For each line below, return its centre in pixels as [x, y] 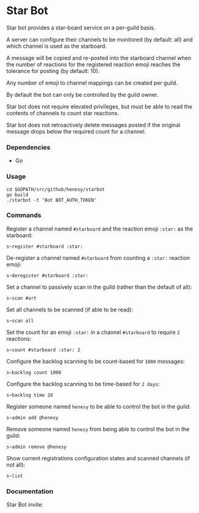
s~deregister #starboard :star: [47, 275]
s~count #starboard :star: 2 [43, 350]
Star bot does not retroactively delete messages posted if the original [93, 125]
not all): [16, 465]
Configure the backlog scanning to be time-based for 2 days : [83, 384]
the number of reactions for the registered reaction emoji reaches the [93, 64]
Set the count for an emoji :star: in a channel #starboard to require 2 [93, 332]
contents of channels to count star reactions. [63, 113]
